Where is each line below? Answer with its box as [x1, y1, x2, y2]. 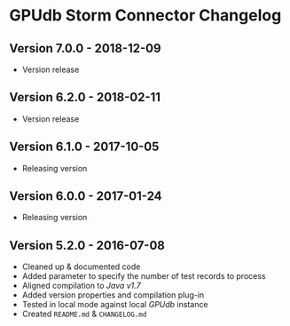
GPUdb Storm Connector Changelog [9, 5, 282, 26]
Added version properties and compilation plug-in [21, 290, 205, 300]
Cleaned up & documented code [21, 261, 141, 272]
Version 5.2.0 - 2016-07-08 [9, 237, 166, 253]
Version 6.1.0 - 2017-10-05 [9, 139, 160, 155]
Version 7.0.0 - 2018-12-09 [9, 41, 161, 56]
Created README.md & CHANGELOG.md [21, 308, 147, 320]
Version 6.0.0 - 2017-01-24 [9, 188, 162, 204]
